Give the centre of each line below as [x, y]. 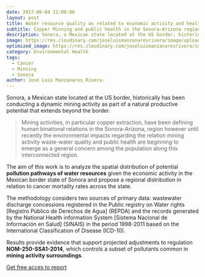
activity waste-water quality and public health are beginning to [100, 142]
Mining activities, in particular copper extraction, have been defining [107, 122]
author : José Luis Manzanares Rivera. [56, 80]
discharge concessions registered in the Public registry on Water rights [95, 205]
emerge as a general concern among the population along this [99, 149]
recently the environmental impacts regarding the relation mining [103, 136]
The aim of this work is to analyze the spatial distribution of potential [92, 167]
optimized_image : [28, 46]
